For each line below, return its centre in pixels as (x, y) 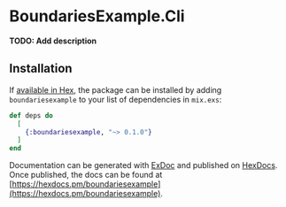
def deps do (31, 115)
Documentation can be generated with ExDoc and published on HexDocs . (143, 165)
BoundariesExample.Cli (97, 16)
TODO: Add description (53, 41)
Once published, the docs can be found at (86, 175)
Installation (41, 69)
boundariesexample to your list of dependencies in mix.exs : (116, 99)
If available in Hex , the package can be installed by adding (116, 89)
